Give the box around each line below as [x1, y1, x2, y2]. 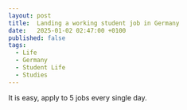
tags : [8, 41, 26, 49]
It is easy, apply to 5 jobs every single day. [8, 92, 147, 102]
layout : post [8, 11, 52, 20]
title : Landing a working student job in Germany [8, 19, 180, 27]
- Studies [15, 71, 48, 79]
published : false [8, 33, 66, 42]
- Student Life [15, 64, 66, 72]
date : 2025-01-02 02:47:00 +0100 [8, 26, 127, 34]
